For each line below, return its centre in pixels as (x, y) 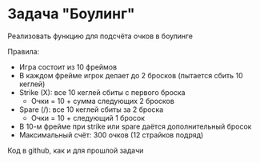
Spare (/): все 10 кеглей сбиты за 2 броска (91, 109)
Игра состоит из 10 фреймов (68, 67)
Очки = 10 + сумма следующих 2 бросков (103, 101)
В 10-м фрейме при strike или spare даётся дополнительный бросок (135, 126)
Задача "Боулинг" (71, 14)
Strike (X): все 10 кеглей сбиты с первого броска (102, 92)
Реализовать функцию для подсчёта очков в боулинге (100, 36)
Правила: (24, 51)
